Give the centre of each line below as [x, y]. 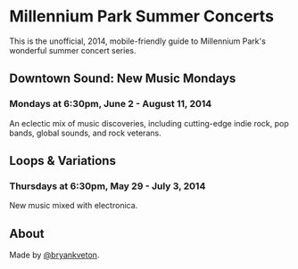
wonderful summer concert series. [73, 50]
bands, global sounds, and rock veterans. [86, 133]
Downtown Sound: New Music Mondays [123, 79]
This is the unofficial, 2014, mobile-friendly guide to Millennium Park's [137, 41]
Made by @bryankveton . [54, 255]
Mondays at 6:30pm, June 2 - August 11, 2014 [111, 104]
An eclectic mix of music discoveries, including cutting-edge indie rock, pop [149, 123]
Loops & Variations [62, 161]
